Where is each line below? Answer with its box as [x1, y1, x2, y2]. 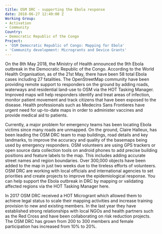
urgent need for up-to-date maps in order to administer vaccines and [5, 107, 143, 113]
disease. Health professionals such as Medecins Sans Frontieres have [5, 102, 145, 108]
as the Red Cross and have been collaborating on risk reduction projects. [5, 213, 151, 219]
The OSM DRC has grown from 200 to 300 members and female [5, 218, 134, 224]
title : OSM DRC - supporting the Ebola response [5, 7, 105, 12]
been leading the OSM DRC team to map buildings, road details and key [5, 132, 148, 138]
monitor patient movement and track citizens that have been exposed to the [5, 97, 157, 102]
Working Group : [5, 16, 36, 21]
